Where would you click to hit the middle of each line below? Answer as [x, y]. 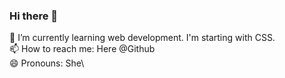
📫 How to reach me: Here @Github [82, 49]
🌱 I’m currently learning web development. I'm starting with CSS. [142, 38]
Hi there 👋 [34, 16]
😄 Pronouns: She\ [47, 63]
